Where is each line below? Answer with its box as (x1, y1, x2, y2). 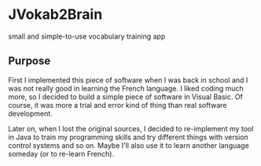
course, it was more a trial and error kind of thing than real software (8, 100, 227, 109)
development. (8, 109, 53, 118)
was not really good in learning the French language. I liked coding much (8, 83, 244, 93)
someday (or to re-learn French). (8, 149, 115, 158)
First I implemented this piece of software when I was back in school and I (8, 75, 248, 84)
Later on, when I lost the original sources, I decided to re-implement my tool (8, 124, 254, 133)
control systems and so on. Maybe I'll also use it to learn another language (8, 140, 249, 150)
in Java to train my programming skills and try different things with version (8, 132, 249, 142)
